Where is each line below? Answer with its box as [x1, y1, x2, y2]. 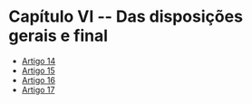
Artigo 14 [21, 55, 56, 66]
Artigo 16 [21, 74, 56, 85]
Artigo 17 [21, 84, 55, 95]
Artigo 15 [21, 65, 55, 76]
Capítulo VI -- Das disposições [8, 6, 244, 27]
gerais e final [8, 25, 109, 46]
